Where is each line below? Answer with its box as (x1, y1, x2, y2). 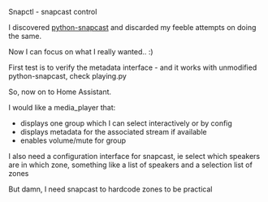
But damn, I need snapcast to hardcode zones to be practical (8, 184, 213, 194)
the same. (8, 32, 42, 41)
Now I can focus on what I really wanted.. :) (8, 47, 153, 56)
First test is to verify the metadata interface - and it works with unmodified (8, 62, 257, 72)
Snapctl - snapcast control (8, 7, 97, 16)
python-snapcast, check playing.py (8, 71, 128, 80)
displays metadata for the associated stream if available (19, 127, 207, 136)
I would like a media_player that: (8, 103, 116, 112)
